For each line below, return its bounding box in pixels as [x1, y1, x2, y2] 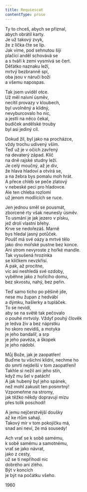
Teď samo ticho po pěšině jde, [5, 288, 68, 294]
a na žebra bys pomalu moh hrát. [5, 173, 73, 179]
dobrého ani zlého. [5, 461, 44, 467]
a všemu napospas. [5, 79, 46, 85]
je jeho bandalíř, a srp [5, 331, 50, 337]
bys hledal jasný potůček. [5, 231, 58, 237]
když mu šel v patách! [5, 373, 51, 379]
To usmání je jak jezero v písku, [5, 215, 70, 221]
